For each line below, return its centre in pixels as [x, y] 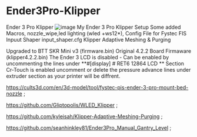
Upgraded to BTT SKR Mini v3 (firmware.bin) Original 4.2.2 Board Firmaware [99, 51]
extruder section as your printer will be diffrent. [63, 76]
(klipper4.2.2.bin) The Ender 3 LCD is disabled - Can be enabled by [88, 57]
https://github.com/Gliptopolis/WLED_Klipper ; [62, 105]
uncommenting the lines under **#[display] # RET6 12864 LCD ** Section [95, 64]
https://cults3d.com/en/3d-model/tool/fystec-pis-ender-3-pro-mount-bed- [97, 87]
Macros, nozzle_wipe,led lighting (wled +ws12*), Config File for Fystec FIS [96, 33]
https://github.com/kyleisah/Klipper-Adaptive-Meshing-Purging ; [84, 116]
